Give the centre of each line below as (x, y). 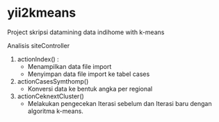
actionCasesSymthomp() (53, 81)
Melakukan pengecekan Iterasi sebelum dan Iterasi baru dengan (120, 103)
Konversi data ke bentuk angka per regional (90, 89)
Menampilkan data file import (70, 66)
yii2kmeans (42, 13)
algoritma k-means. (55, 111)
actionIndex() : (38, 59)
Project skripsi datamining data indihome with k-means (86, 32)
